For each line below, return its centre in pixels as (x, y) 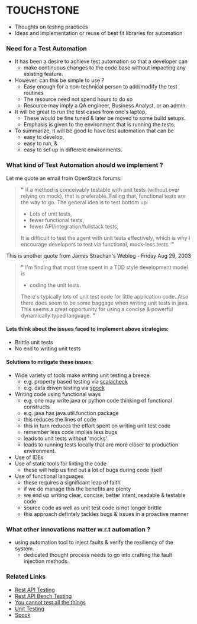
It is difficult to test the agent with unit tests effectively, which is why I (105, 237)
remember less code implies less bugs (70, 432)
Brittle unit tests (34, 342)
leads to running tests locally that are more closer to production (101, 444)
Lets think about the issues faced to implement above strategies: (88, 329)
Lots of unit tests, (51, 214)
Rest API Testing (35, 590)
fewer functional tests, (57, 220)
